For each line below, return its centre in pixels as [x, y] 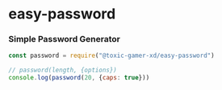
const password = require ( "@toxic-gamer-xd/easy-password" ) [112, 56]
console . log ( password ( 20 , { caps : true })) [79, 78]
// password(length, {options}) [63, 70]
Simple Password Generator [65, 39]
